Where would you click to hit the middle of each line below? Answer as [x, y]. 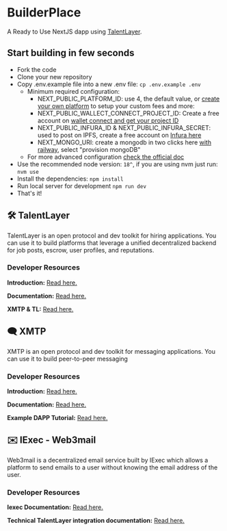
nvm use [28, 172]
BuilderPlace [44, 13]
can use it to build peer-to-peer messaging [68, 359]
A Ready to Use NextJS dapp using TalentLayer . [75, 31]
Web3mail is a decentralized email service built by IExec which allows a [108, 460]
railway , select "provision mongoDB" [89, 149]
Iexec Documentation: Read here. [55, 507]
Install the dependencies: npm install [70, 179]
